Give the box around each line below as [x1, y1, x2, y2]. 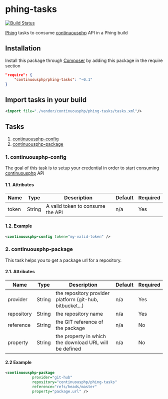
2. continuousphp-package [5, 246, 73, 253]
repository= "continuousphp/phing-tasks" [31, 380, 117, 385]
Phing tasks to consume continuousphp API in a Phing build [5, 29, 128, 35]
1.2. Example [5, 223, 32, 229]
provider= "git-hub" [31, 375, 72, 380]
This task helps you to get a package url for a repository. [5, 257, 121, 263]
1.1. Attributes [5, 181, 34, 188]
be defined [55, 345, 81, 352]
